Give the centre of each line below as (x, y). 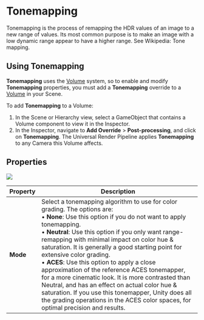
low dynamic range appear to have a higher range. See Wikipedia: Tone (96, 41)
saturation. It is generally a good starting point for (112, 247)
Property (22, 191)
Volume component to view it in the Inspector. (73, 124)
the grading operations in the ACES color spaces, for (116, 300)
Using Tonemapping (45, 66)
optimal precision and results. (83, 307)
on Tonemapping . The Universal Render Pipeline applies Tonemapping (104, 136)
